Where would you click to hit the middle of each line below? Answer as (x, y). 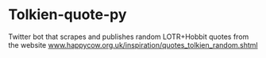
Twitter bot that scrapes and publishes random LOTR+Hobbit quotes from (129, 37)
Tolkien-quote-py (67, 15)
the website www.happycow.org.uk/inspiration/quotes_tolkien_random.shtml (133, 44)
